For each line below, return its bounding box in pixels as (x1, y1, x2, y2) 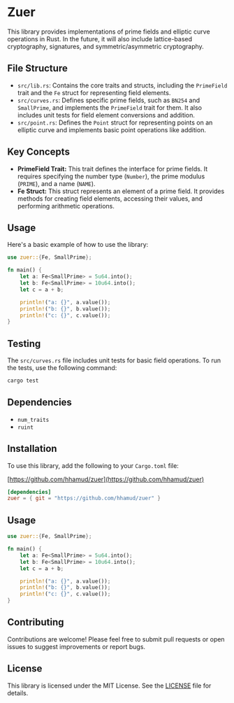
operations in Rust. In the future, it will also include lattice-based (7, 34, 193, 43)
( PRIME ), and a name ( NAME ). (17, 179, 96, 187)
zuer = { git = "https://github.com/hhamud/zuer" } (7, 495, 161, 502)
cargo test (7, 377, 39, 385)
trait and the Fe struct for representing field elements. (17, 88, 171, 97)
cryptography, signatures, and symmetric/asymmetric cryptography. (7, 42, 204, 50)
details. (7, 688, 29, 697)
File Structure (7, 62, 68, 74)
